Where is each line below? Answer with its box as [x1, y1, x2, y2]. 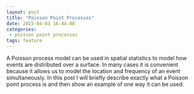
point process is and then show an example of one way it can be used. [6, 80, 184, 88]
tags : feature [6, 37, 43, 44]
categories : [6, 26, 37, 33]
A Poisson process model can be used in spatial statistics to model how [6, 55, 187, 61]
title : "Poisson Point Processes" [6, 15, 95, 21]
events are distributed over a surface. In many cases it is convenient [6, 61, 179, 68]
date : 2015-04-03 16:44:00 [6, 20, 75, 26]
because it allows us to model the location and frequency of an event [6, 68, 181, 74]
